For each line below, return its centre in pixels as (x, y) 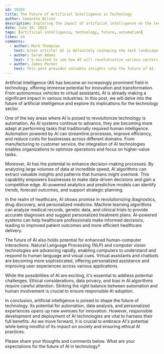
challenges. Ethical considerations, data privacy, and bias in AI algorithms (79, 281)
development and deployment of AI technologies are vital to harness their (79, 316)
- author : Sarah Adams (32, 55)
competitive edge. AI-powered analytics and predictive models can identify (81, 185)
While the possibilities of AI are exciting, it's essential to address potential (79, 275)
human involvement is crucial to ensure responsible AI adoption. (70, 291)
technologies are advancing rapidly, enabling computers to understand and (81, 250)
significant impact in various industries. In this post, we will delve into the (79, 98)
